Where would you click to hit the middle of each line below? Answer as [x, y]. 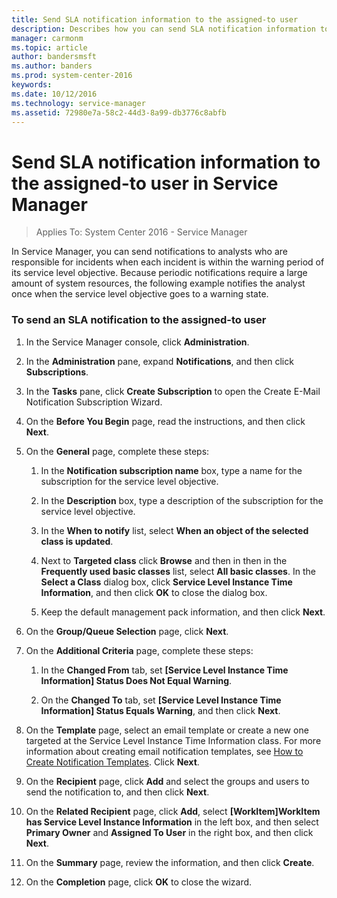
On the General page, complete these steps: [117, 451]
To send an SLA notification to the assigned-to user [139, 320]
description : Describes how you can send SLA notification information [163, 29]
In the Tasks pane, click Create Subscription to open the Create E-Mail [173, 391]
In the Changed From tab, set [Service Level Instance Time [164, 670]
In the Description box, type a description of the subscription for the [182, 500]
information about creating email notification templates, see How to [164, 751]
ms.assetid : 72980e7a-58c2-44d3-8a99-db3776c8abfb [119, 112]
